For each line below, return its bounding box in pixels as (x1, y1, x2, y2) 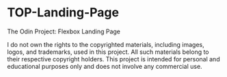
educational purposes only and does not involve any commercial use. (7, 62, 203, 70)
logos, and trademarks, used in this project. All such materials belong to (7, 48, 210, 56)
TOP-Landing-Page (7, 5, 120, 20)
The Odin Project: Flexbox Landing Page (7, 27, 121, 35)
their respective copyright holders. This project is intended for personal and (7, 55, 220, 63)
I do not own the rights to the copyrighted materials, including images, (7, 40, 204, 48)
